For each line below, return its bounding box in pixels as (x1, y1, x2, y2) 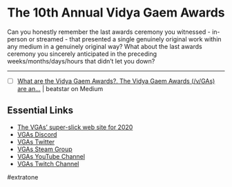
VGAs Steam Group (17, 145, 72, 153)
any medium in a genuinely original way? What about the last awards (7, 42, 202, 50)
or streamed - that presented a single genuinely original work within (28, 35, 222, 43)
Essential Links (7, 105, 74, 117)
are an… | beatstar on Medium (17, 85, 104, 92)
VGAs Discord (17, 130, 57, 139)
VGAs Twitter (17, 137, 55, 146)
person (7, 35, 28, 43)
